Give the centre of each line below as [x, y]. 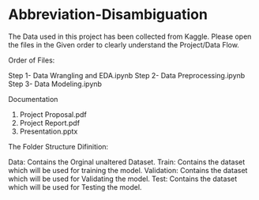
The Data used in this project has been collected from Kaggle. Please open [130, 36]
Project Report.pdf [50, 123]
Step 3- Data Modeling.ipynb [55, 84]
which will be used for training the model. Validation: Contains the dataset [128, 170]
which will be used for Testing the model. [75, 187]
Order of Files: [32, 60]
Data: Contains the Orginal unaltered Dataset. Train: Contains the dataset [127, 162]
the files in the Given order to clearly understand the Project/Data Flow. [124, 44]
